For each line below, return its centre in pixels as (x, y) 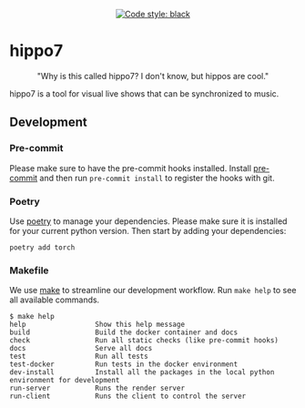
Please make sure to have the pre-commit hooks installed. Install (131, 168)
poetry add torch (42, 247)
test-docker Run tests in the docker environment (124, 364)
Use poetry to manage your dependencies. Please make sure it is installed (148, 221)
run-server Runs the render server (97, 388)
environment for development (65, 381)
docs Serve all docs (81, 349)
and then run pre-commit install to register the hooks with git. (157, 178)
